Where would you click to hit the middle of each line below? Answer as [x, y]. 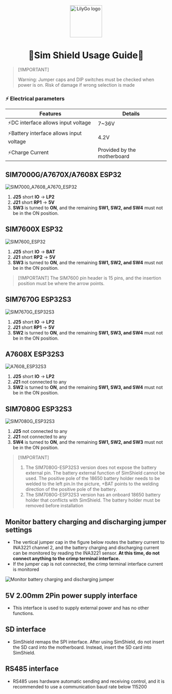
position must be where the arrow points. [61, 283]
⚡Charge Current [28, 152]
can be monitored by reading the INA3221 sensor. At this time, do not [86, 553]
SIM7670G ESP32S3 [38, 300]
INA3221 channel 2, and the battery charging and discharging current [86, 548]
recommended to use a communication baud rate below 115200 [80, 686]
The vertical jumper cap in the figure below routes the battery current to [89, 542]
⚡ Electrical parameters [35, 98]
